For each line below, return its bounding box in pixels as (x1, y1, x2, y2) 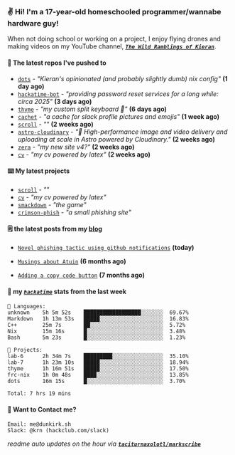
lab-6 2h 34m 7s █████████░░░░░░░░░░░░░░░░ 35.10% (7, 352, 190, 360)
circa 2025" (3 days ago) (17, 97, 92, 105)
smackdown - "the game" (17, 200, 87, 209)
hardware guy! (7, 18, 59, 28)
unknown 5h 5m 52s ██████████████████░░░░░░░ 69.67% (7, 309, 190, 316)
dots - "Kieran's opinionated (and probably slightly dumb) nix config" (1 (17, 74, 228, 83)
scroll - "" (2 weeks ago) (17, 120, 94, 128)
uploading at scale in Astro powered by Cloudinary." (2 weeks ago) (17, 135, 215, 143)
